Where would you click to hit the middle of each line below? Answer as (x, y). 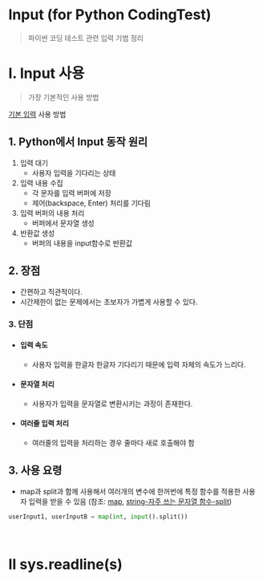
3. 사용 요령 (35, 471)
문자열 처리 (37, 384)
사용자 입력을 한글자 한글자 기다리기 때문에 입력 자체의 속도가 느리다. (139, 364)
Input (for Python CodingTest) (110, 15)
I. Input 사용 (47, 73)
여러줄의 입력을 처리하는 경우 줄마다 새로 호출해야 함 (113, 443)
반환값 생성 (37, 233)
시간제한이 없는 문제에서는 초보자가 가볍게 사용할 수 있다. (109, 302)
